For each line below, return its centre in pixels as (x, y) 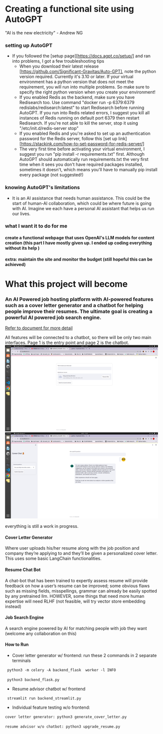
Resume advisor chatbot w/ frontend (49, 689)
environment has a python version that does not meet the (77, 82)
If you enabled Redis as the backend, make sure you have (77, 97)
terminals (21, 661)
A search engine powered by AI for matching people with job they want (76, 628)
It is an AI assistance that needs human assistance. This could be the (81, 198)
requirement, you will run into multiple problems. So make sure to (84, 87)
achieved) (15, 264)
